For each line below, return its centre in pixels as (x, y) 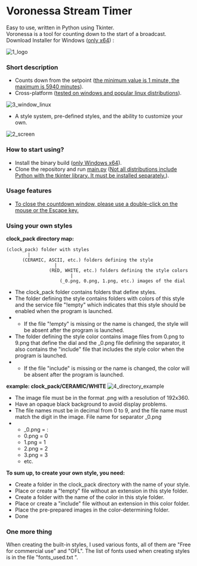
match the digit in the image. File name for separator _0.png (88, 417)
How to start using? (35, 149)
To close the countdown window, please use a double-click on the (96, 204)
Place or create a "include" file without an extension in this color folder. (102, 504)
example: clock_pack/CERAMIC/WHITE (56, 386)
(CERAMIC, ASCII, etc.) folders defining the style (87, 260)
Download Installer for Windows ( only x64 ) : (60, 40)
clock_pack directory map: (40, 239)
